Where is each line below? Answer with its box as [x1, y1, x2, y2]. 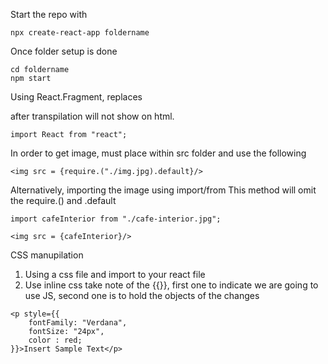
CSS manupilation [10, 249, 84, 261]
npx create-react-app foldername [10, 28, 150, 38]
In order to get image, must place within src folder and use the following [10, 147, 307, 159]
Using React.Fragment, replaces [10, 91, 143, 103]
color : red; [28, 335, 83, 345]
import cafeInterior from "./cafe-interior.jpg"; [10, 214, 222, 224]
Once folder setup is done [10, 45, 118, 57]
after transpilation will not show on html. [10, 110, 175, 122]
